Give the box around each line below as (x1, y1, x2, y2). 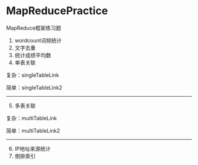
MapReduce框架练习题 (6, 24, 62, 31)
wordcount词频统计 (14, 37, 62, 44)
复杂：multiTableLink (6, 114, 57, 121)
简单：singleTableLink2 (6, 84, 62, 91)
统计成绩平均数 (14, 51, 51, 58)
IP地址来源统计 (14, 145, 51, 152)
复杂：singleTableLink (6, 71, 60, 78)
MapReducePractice (6, 4, 108, 18)
